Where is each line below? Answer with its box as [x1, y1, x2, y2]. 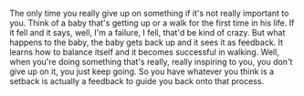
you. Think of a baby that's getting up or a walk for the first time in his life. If [9, 17, 295, 28]
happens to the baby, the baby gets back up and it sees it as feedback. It [9, 37, 284, 48]
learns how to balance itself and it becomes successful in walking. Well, [9, 47, 280, 58]
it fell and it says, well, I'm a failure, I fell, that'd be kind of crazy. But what [9, 27, 286, 37]
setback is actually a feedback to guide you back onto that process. [9, 76, 265, 86]
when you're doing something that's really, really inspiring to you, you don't [9, 57, 293, 67]
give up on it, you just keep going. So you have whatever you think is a [9, 66, 275, 77]
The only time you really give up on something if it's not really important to [9, 8, 289, 18]
